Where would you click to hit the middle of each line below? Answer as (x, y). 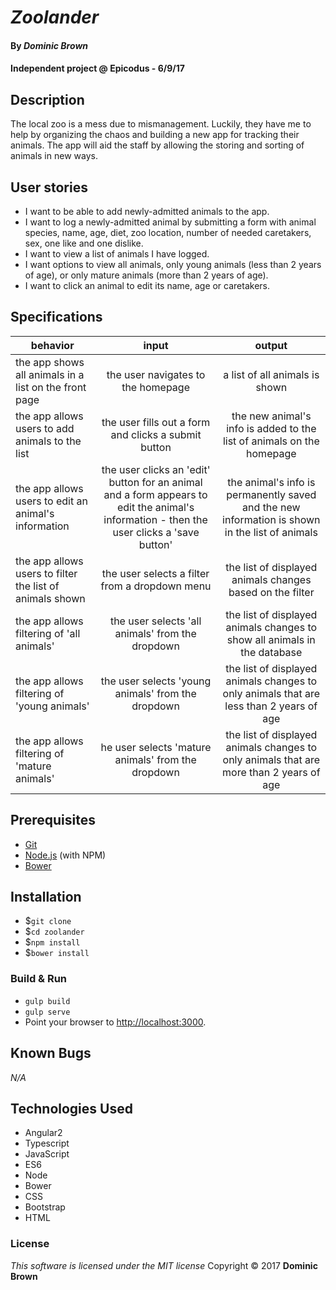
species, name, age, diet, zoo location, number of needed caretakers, (168, 232)
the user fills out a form (156, 422)
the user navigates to (156, 374)
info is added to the (271, 428)
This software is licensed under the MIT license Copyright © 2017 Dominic (164, 1265)
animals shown (50, 598)
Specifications (56, 317)
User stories (49, 187)
